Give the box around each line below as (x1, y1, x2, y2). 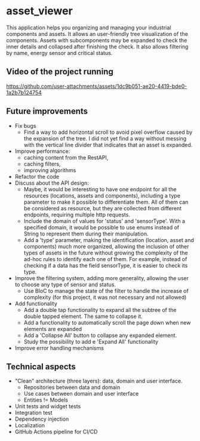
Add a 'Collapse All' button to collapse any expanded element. (23, 332, 177, 339)
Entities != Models (23, 396, 69, 404)
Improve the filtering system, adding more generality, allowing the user (14, 274, 189, 281)
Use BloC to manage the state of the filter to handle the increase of (23, 287, 189, 294)
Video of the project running (6, 67, 113, 77)
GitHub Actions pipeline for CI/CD (14, 428, 98, 436)
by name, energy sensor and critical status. (6, 49, 113, 56)
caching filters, (23, 160, 61, 167)
